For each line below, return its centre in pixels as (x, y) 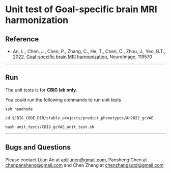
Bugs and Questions (38, 147)
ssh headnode (19, 109)
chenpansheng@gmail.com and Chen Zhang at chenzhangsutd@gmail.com (84, 165)
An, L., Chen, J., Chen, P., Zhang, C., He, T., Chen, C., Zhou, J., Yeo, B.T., (89, 51)
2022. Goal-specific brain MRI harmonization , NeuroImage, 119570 (82, 57)
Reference (22, 39)
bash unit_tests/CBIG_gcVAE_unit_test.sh (50, 127)
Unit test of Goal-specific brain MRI (81, 9)
